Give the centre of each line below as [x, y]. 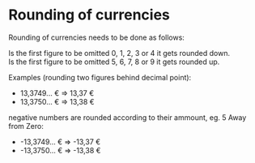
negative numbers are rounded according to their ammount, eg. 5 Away [127, 117]
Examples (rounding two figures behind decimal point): [100, 77]
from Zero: [26, 126]
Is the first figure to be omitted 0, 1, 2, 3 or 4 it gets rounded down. [119, 53]
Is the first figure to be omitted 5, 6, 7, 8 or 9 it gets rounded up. [114, 62]
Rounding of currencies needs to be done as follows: [96, 37]
